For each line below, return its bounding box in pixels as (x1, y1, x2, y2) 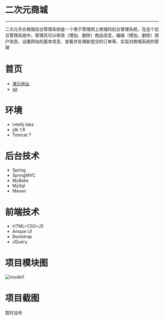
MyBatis (12, 177, 29, 183)
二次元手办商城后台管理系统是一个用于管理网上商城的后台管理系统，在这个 (5, 26, 155, 32)
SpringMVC (12, 172, 36, 178)
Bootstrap (12, 233, 32, 239)
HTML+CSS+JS (12, 223, 44, 229)
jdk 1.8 (12, 126, 25, 132)
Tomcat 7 (12, 132, 31, 138)
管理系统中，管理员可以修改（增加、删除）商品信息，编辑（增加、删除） (9, 32, 155, 38)
